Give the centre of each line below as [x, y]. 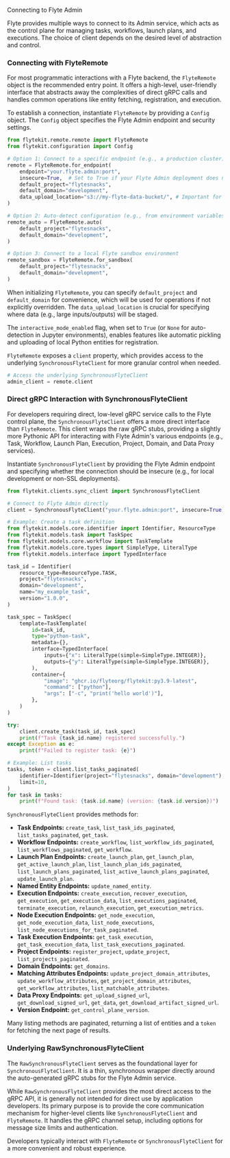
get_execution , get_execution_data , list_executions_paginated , [107, 901]
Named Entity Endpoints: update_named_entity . [84, 886]
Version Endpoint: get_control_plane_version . [83, 1010]
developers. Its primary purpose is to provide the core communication [105, 1106]
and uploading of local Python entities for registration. [83, 342]
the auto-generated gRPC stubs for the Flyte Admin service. [92, 1078]
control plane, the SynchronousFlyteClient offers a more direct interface [108, 421]
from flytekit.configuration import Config [70, 147]
